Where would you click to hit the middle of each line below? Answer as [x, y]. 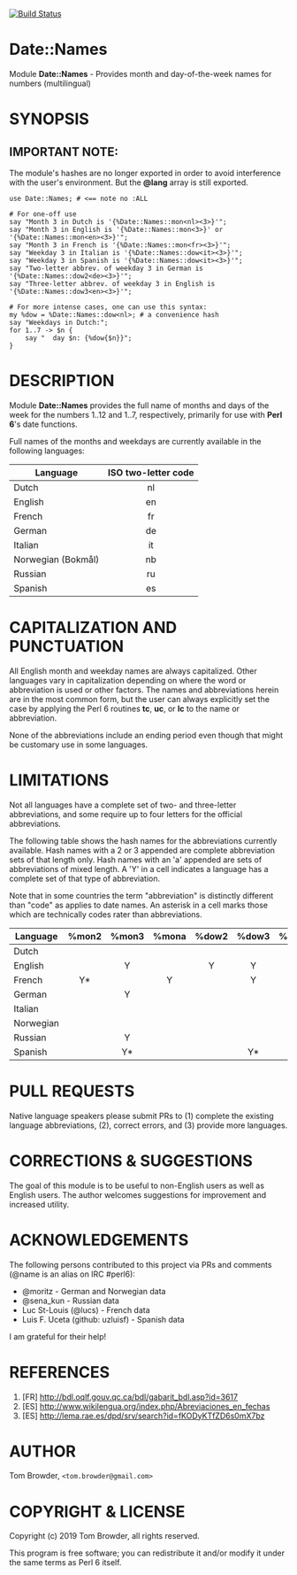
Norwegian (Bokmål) [57, 560]
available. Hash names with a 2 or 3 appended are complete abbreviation [142, 850]
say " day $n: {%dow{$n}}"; [79, 338]
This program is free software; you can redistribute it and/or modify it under [147, 1553]
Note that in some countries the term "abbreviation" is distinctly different [141, 895]
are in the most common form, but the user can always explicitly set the [139, 699]
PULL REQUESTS [72, 1091]
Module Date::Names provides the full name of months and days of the [139, 405]
